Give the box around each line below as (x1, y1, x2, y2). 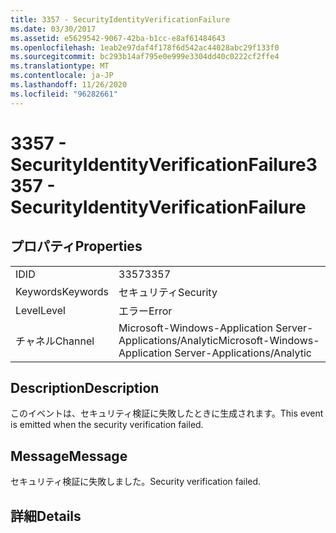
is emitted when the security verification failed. (10, 419, 204, 431)
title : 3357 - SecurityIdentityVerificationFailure (10, 14, 230, 25)
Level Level (15, 303, 66, 317)
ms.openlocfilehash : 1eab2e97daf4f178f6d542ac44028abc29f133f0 (10, 42, 280, 53)
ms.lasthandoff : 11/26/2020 (10, 80, 128, 90)
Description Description (10, 380, 160, 397)
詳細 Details (10, 507, 82, 525)
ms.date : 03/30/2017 (10, 24, 97, 34)
